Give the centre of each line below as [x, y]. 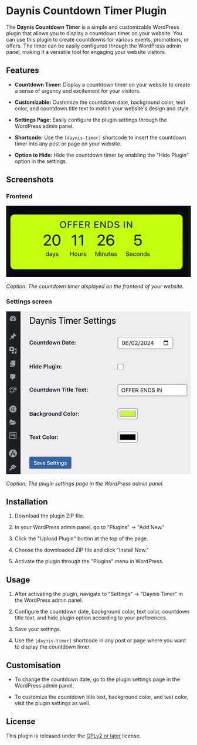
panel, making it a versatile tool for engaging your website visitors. [86, 52]
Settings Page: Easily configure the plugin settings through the [91, 120]
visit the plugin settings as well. [52, 703]
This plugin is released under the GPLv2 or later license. [74, 736]
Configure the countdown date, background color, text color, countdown [102, 612]
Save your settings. [38, 629]
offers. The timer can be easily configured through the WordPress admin [94, 46]
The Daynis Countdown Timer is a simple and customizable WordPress [93, 27]
